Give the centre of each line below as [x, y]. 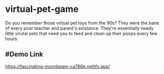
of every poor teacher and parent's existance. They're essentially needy [79, 28]
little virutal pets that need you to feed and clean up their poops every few [81, 33]
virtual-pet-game [42, 9]
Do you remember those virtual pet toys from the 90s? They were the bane [82, 23]
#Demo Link [24, 54]
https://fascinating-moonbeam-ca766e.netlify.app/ [57, 66]
